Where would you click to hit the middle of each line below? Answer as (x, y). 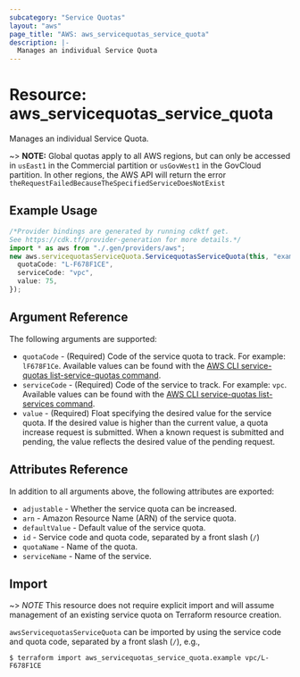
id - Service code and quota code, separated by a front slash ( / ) (141, 537)
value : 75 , (37, 281)
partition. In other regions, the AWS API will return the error (117, 175)
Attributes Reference (69, 470)
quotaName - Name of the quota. (80, 547)
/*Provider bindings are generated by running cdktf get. (119, 231)
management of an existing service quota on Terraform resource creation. (146, 615)
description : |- (39, 42)
